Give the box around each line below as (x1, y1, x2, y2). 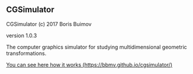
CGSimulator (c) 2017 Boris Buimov (6, 20, 92, 27)
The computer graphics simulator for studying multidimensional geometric (6, 43, 188, 50)
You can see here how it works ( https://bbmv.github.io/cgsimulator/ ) (6, 61, 173, 68)
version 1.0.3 (6, 32, 37, 39)
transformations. (6, 50, 47, 57)
